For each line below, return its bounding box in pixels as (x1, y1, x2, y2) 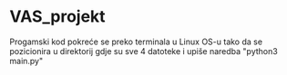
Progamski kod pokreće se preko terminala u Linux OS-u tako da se (9, 36, 262, 47)
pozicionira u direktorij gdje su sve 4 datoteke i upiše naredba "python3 (9, 45, 278, 56)
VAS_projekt (9, 6, 107, 27)
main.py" (9, 55, 44, 66)
